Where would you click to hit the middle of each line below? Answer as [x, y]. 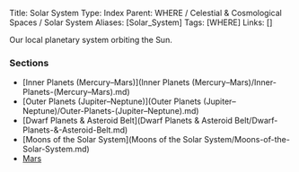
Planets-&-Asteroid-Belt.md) [75, 130]
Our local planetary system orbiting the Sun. [91, 40]
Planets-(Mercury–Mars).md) [76, 92]
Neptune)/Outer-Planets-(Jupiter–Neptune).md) [110, 111]
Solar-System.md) [56, 149]
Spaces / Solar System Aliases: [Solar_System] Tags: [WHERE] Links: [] [141, 22]
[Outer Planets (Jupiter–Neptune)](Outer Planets [112, 101]
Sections [29, 63]
